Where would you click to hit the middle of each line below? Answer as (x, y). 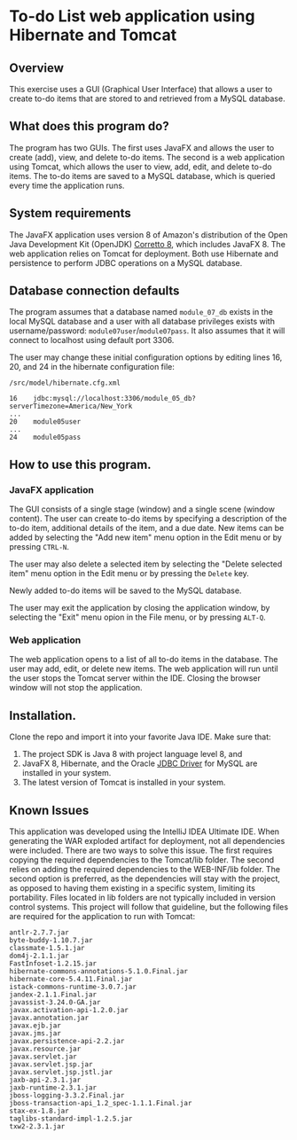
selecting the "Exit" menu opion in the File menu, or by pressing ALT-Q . (137, 617)
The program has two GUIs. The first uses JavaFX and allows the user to (142, 147)
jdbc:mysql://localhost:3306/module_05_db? (114, 399)
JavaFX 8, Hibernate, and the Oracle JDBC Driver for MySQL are (140, 763)
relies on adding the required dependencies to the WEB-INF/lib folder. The (145, 870)
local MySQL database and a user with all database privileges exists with (142, 322)
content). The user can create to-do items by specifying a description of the (148, 519)
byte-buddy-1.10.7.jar (51, 941)
